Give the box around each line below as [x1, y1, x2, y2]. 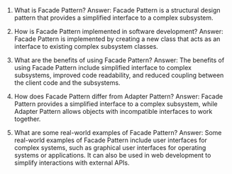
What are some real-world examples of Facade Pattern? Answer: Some [13, 129, 222, 137]
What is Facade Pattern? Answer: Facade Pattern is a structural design [13, 6, 221, 14]
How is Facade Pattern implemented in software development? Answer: [13, 28, 223, 35]
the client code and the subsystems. [13, 79, 121, 87]
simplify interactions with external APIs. [13, 158, 130, 167]
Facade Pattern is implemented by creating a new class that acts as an [13, 35, 221, 43]
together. [13, 115, 41, 123]
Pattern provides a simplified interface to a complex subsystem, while [13, 100, 218, 108]
